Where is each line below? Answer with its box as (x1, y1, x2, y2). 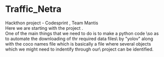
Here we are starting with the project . (5, 25, 83, 31)
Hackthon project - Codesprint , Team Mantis (5, 20, 98, 26)
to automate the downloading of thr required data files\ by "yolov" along (5, 36, 153, 42)
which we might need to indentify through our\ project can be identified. (5, 46, 154, 52)
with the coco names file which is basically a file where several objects (5, 41, 151, 47)
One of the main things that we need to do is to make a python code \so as (5, 30, 159, 36)
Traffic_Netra (5, 3, 61, 15)
